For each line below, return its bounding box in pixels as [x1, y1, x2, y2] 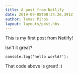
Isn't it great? [5, 44, 33, 50]
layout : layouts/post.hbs [5, 21, 59, 26]
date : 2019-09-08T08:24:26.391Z [5, 12, 73, 17]
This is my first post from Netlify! [5, 35, 73, 41]
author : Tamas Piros [5, 16, 49, 21]
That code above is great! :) [5, 63, 63, 69]
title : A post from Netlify [5, 7, 64, 12]
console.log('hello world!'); [5, 54, 69, 59]
